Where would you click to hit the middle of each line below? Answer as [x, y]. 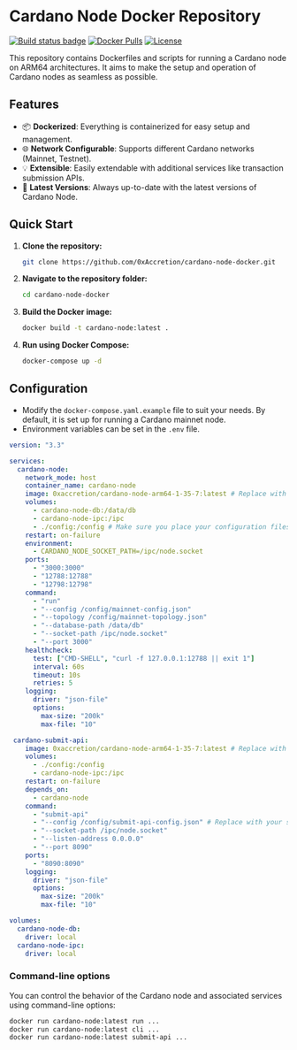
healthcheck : [49, 650]
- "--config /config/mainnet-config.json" [112, 609]
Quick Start [41, 224]
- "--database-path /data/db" [88, 625]
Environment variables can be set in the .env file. [111, 429]
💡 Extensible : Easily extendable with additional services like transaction [153, 168]
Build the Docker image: [67, 312]
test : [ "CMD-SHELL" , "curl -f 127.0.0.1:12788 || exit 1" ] [143, 658]
